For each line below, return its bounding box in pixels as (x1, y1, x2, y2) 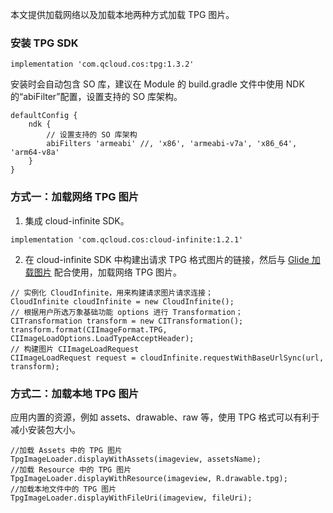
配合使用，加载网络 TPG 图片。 (53, 266, 183, 278)
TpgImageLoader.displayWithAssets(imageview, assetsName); (10, 454, 262, 464)
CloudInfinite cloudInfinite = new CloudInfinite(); (10, 296, 235, 307)
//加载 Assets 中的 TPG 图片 (10, 445, 123, 455)
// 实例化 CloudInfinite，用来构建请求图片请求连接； (10, 288, 213, 298)
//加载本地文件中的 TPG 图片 (10, 484, 117, 494)
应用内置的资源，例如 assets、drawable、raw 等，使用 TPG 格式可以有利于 (10, 411, 320, 423)
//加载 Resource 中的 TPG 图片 (10, 464, 132, 475)
